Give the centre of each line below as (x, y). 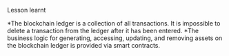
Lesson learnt (27, 10)
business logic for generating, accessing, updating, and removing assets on (115, 38)
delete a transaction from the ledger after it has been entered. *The (103, 31)
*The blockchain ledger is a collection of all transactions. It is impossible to (114, 23)
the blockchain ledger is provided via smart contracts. (84, 45)
